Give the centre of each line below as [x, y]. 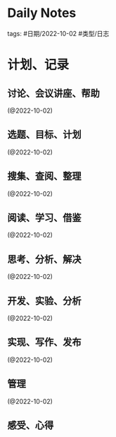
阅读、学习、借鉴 [44, 217]
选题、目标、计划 [44, 135]
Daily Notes [42, 13]
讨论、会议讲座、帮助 [53, 93]
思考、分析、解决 [44, 259]
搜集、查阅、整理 [44, 176]
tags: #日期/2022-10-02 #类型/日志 [58, 33]
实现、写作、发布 [44, 342]
